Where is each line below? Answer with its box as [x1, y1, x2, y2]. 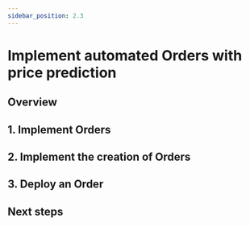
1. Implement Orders [7, 122, 111, 137]
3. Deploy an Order [7, 178, 104, 191]
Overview [7, 96, 58, 109]
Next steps [7, 204, 64, 218]
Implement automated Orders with [7, 46, 243, 64]
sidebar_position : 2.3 [7, 11, 84, 20]
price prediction [7, 64, 117, 81]
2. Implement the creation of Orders [7, 150, 191, 163]
